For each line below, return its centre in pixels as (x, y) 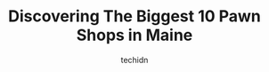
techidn (134, 60)
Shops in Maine (134, 35)
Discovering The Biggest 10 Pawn (134, 16)
